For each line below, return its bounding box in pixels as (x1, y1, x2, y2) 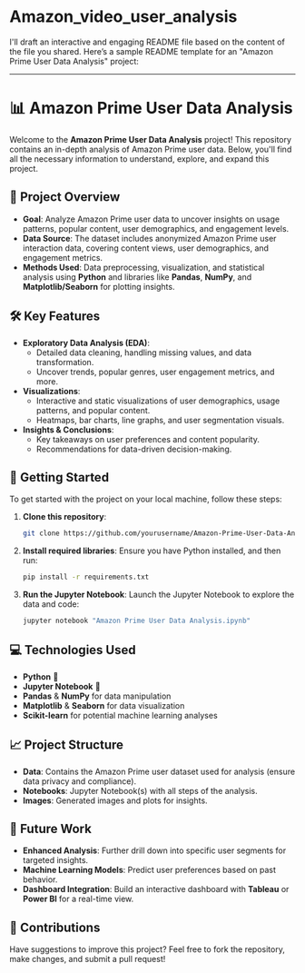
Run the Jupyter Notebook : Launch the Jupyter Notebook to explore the (22, 589, 295, 601)
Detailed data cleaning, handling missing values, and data (35, 347, 252, 358)
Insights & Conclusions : (22, 424, 114, 435)
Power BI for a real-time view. (22, 893, 134, 905)
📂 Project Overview (9, 189, 121, 205)
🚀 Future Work (9, 820, 93, 837)
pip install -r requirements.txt (22, 572, 150, 582)
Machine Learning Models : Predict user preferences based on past (22, 865, 277, 876)
